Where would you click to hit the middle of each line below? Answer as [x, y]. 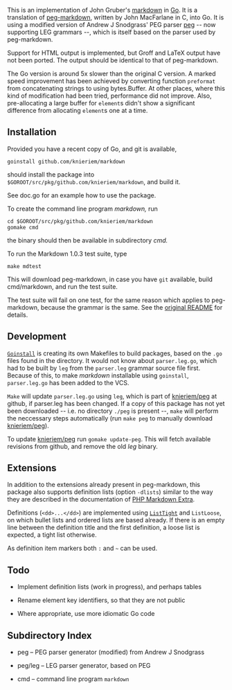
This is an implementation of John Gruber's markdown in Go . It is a [102, 10]
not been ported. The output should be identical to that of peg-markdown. [113, 60]
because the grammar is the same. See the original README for [132, 307]
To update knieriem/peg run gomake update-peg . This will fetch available [109, 439]
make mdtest [24, 266]
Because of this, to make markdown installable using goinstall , [98, 375]
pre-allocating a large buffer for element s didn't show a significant [101, 103]
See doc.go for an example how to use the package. [82, 195]
